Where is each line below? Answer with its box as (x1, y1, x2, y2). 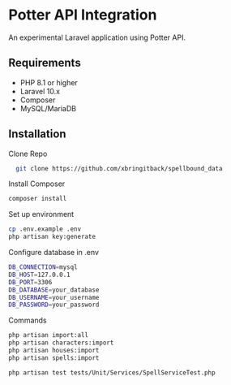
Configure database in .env (8, 248, 100, 257)
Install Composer (8, 179, 66, 188)
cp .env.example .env (8, 225, 82, 233)
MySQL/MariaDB (19, 103, 77, 113)
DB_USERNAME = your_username (8, 293, 100, 301)
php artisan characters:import (8, 339, 114, 347)
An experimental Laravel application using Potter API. (8, 32, 186, 42)
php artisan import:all (8, 331, 89, 340)
